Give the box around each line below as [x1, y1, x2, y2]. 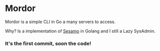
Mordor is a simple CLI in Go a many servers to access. [5, 19, 116, 25]
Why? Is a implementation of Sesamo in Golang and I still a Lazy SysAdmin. [5, 28, 156, 34]
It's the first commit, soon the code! [5, 40, 91, 47]
